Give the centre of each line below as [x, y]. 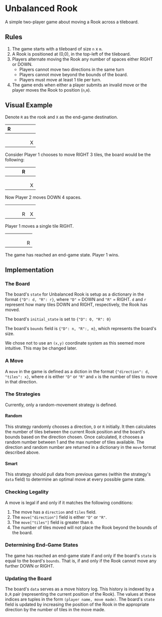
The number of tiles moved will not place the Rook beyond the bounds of [85, 527]
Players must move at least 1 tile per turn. [60, 79]
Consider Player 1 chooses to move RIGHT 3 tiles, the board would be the [78, 154]
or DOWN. [22, 64]
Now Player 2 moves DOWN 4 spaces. [43, 197]
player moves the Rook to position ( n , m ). [51, 90]
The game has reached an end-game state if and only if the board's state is [81, 555]
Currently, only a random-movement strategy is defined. [61, 405]
